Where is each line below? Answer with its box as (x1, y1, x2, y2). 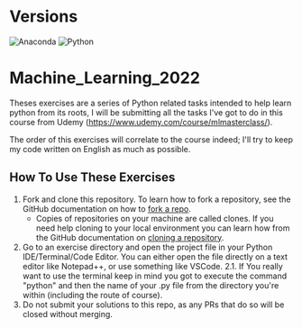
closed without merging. (22, 308, 113, 319)
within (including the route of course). (22, 289, 163, 300)
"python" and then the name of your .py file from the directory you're (22, 279, 279, 290)
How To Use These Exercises (9, 169, 176, 186)
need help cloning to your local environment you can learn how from (35, 223, 290, 233)
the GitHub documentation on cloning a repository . (35, 232, 224, 242)
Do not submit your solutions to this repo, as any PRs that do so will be (22, 299, 285, 310)
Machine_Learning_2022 (9, 68, 201, 88)
